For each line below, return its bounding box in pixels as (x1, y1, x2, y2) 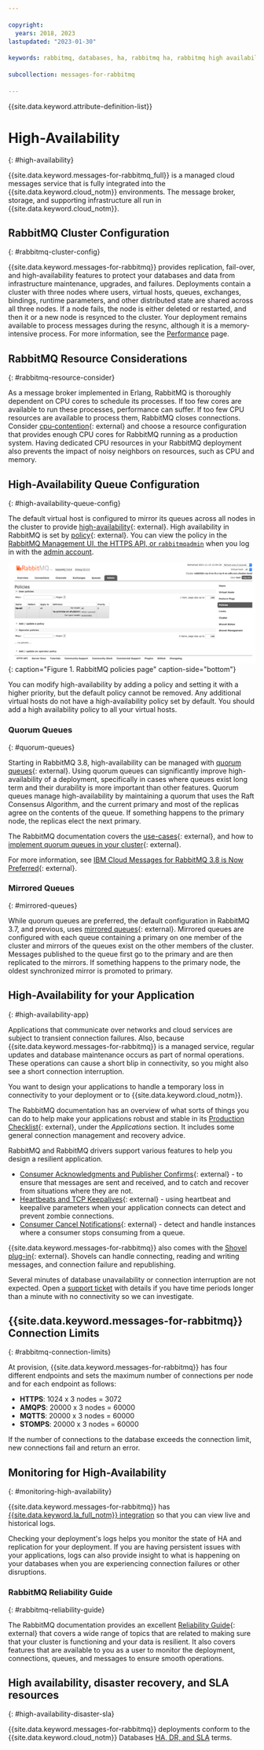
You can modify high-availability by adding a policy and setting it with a (8, 680, 239, 689)
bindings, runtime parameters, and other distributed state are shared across (8, 295, 254, 306)
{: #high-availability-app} (8, 1010, 89, 1019)
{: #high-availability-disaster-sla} (8, 1709, 115, 1719)
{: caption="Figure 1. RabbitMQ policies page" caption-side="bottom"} (8, 665, 236, 674)
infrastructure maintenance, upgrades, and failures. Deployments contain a (8, 279, 251, 288)
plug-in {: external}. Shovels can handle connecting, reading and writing (8, 1251, 240, 1260)
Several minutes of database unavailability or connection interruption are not (8, 1275, 256, 1284)
